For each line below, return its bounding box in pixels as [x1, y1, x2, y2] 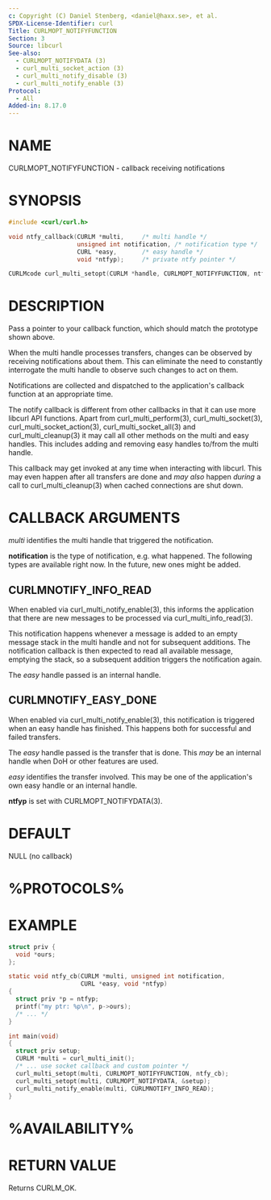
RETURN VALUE [8, 1156, 117, 1174]
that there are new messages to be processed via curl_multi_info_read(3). [8, 613, 253, 622]
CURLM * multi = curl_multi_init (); [15, 1055, 135, 1063]
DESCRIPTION [8, 297, 105, 316]
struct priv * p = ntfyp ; [15, 995, 99, 1003]
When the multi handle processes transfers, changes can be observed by [8, 348, 252, 357]
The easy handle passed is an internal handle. [8, 670, 161, 679]
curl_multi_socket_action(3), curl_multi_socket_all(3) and [8, 422, 196, 432]
